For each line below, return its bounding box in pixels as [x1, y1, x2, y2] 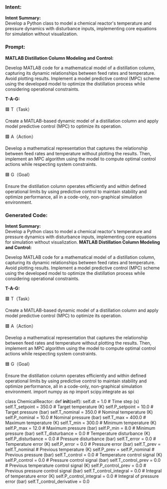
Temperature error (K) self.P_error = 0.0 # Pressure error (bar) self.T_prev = [5, 441, 161, 447]
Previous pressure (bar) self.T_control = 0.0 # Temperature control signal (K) [5, 451, 162, 458]
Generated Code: [5, 212, 48, 219]
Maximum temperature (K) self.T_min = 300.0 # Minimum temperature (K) [5, 420, 156, 426]
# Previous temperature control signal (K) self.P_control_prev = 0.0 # [5, 462, 146, 468]
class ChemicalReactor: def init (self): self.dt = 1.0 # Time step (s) [5, 398, 139, 404]
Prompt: [5, 44, 25, 51]
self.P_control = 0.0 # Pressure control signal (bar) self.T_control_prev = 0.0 [5, 457, 161, 463]
